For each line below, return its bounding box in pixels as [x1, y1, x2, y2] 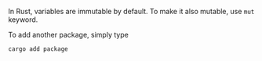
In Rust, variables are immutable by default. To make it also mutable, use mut [8, 7, 255, 16]
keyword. [8, 15, 38, 24]
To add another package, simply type [8, 30, 129, 39]
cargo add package [8, 45, 68, 53]
